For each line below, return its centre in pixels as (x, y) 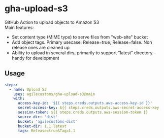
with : (19, 99)
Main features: (19, 27)
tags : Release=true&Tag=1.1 (47, 131)
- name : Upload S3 (28, 89)
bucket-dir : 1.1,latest (42, 126)
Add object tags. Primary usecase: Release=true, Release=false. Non (82, 42)
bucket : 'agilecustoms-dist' (48, 121)
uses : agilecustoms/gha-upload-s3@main (54, 94)
